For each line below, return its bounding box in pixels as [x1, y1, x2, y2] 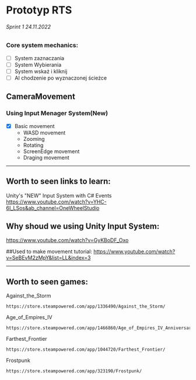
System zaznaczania [14, 54, 65, 61]
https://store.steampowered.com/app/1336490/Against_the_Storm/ [6, 303, 166, 310]
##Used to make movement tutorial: [6, 248, 92, 255]
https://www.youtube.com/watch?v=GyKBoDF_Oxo [6, 237, 129, 244]
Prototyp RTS [6, 4, 72, 17]
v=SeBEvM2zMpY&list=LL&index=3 [6, 254, 91, 261]
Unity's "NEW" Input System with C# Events [6, 192, 112, 199]
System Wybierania [14, 61, 62, 68]
